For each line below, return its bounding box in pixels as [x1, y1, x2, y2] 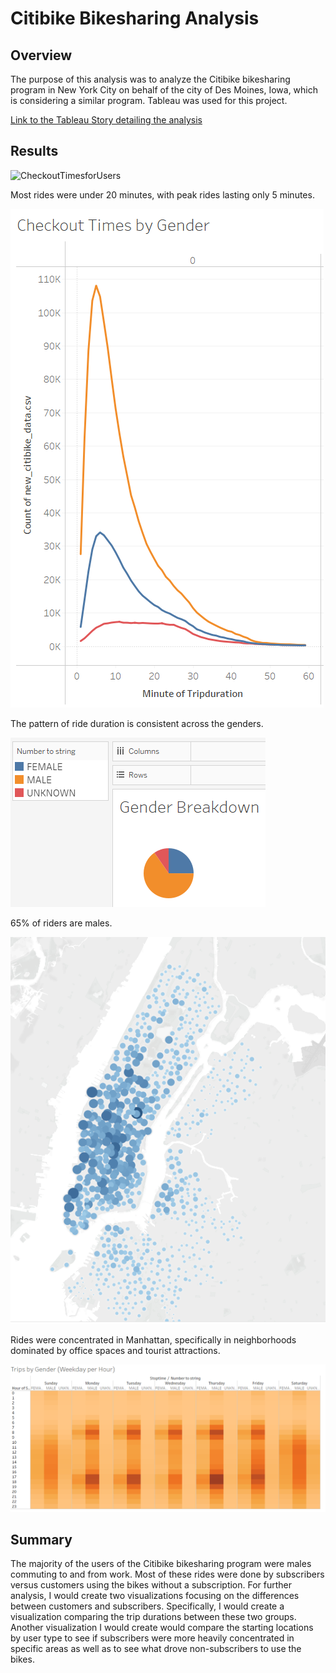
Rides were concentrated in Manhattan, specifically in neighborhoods [10, 1333, 297, 1346]
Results [10, 143, 59, 160]
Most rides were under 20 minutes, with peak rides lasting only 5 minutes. [10, 188, 315, 201]
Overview [10, 47, 73, 64]
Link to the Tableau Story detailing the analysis [10, 114, 203, 126]
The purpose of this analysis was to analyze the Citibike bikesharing [10, 73, 291, 85]
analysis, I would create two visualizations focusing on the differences [10, 1590, 300, 1602]
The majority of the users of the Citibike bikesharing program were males [10, 1558, 312, 1570]
